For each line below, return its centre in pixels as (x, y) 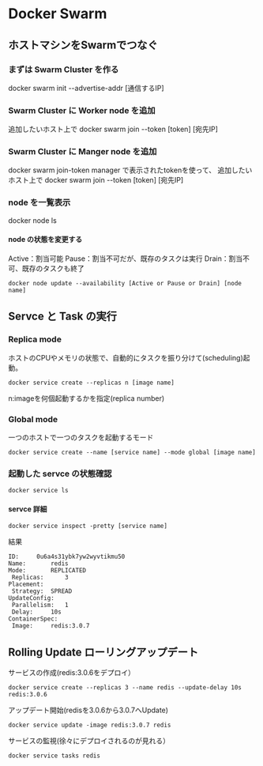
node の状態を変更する (45, 240)
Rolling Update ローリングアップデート (103, 652)
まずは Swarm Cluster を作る (64, 70)
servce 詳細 (28, 509)
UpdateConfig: (32, 598)
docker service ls (38, 491)
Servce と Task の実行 (62, 317)
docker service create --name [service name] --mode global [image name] (132, 452)
